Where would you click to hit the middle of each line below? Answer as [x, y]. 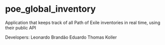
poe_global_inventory [50, 9]
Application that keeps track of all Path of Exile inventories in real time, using [83, 22]
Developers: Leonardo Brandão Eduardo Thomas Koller [61, 37]
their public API [21, 27]
